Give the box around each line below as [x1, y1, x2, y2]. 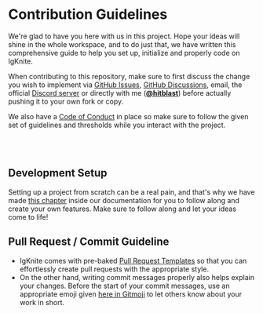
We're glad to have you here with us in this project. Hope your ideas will [8, 31, 240, 41]
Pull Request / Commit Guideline [8, 235, 170, 249]
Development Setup [8, 166, 108, 180]
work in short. [19, 297, 65, 307]
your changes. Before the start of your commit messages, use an [19, 281, 230, 290]
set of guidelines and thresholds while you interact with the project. [8, 120, 226, 129]
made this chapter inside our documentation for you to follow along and [8, 195, 239, 205]
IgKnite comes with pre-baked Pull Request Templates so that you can [19, 256, 247, 265]
